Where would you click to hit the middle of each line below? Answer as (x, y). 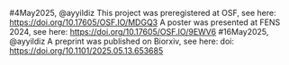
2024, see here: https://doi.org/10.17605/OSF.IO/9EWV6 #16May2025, (139, 32)
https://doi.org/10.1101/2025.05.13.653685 (86, 51)
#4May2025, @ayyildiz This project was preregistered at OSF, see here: (143, 13)
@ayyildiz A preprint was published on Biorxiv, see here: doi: (122, 41)
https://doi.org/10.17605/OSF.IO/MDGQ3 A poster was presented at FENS (145, 22)
